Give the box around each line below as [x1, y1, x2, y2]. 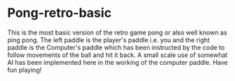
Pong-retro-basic [7, 5, 112, 21]
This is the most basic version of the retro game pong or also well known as [7, 28, 227, 37]
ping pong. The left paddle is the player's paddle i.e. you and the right [7, 35, 210, 44]
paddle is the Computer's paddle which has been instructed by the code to [7, 43, 225, 51]
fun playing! [7, 66, 42, 74]
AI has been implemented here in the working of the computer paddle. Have [7, 58, 228, 66]
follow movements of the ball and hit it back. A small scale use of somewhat [7, 51, 228, 59]
